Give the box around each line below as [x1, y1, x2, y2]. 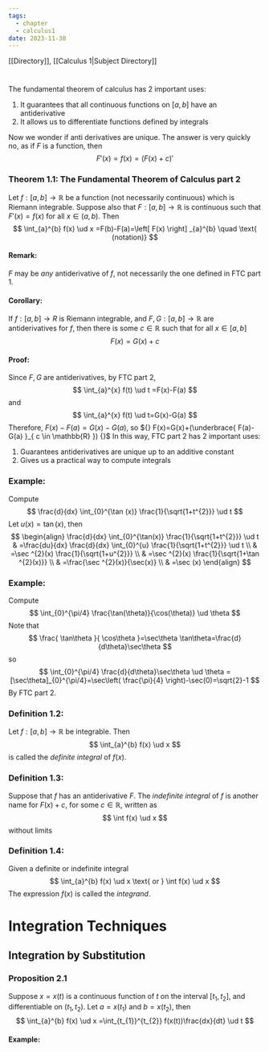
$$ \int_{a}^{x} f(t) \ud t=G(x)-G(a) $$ [71, 411, 198, 420]
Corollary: [8, 295, 43, 305]
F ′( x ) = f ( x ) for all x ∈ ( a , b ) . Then [8, 211, 120, 221]
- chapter [15, 19, 48, 27]
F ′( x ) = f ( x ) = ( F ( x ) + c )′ [96, 154, 174, 163]
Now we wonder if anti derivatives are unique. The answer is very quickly [8, 133, 251, 142]
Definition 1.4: [8, 845, 64, 857]
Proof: [8, 354, 30, 364]
